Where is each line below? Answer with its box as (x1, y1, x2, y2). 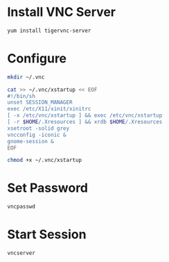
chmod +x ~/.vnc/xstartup (7, 157, 82, 164)
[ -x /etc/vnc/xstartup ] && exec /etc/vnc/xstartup (7, 112, 163, 119)
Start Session (7, 227, 87, 243)
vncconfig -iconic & (7, 131, 67, 138)
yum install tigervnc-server (7, 27, 91, 34)
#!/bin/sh (7, 92, 36, 99)
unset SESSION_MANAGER (7, 99, 73, 106)
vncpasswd (7, 203, 36, 211)
